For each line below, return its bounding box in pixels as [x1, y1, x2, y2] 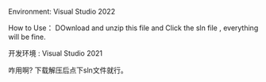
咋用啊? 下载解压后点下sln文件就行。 [8, 65, 129, 75]
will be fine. [8, 32, 46, 41]
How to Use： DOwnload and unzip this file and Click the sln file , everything [8, 23, 259, 33]
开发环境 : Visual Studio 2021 [8, 49, 103, 58]
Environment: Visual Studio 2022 [8, 7, 116, 16]
